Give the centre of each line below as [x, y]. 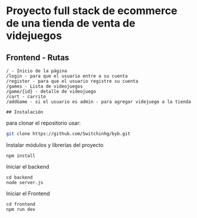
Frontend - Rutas [38, 57]
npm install [21, 156]
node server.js [25, 182]
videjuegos [34, 36]
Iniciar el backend [28, 166]
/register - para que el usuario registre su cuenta [72, 81]
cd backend [19, 177]
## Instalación [25, 112]
